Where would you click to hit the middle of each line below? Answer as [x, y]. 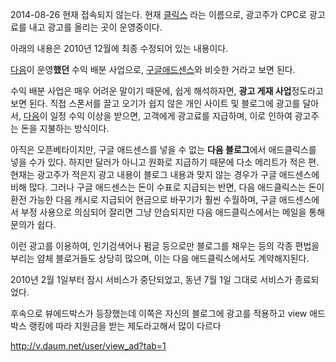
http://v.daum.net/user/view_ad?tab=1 [88, 346]
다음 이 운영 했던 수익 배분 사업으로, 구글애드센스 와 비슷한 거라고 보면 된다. [153, 69]
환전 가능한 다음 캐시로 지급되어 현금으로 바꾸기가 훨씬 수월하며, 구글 [143, 199]
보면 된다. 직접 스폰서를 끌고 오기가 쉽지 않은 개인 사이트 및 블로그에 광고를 [155, 103]
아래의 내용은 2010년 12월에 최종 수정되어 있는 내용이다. [119, 48]
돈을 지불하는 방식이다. [65, 128]
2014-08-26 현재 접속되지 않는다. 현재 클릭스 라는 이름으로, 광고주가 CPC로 [159, 14]
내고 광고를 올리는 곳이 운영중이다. [95, 27]
